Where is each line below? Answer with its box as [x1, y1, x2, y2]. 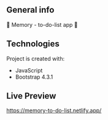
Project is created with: [6, 55, 65, 62]
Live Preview [6, 91, 56, 101]
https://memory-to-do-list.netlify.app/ [6, 107, 102, 115]
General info [6, 5, 55, 15]
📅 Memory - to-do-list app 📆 [6, 21, 78, 28]
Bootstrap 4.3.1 [15, 73, 53, 80]
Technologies [6, 39, 60, 49]
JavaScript [15, 66, 43, 74]
